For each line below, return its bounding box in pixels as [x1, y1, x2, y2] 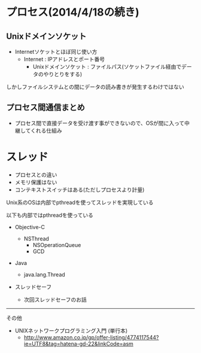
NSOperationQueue [32, 241, 81, 248]
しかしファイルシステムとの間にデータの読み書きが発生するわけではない [6, 83, 184, 90]
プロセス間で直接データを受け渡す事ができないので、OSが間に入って [14, 119, 185, 126]
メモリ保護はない [14, 178, 57, 185]
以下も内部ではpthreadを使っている [6, 211, 94, 218]
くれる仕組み [30, 127, 62, 134]
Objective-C [14, 223, 45, 230]
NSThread [23, 235, 50, 242]
